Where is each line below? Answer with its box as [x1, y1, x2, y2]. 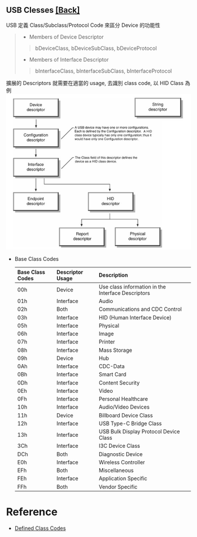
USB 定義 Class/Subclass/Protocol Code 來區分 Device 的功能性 [6, 21, 161, 29]
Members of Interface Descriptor [29, 56, 109, 63]
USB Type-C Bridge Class [98, 420, 162, 427]
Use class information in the [98, 283, 166, 290]
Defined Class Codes [14, 525, 66, 532]
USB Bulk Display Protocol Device [98, 428, 180, 435]
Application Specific [98, 475, 148, 482]
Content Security [98, 379, 140, 386]
